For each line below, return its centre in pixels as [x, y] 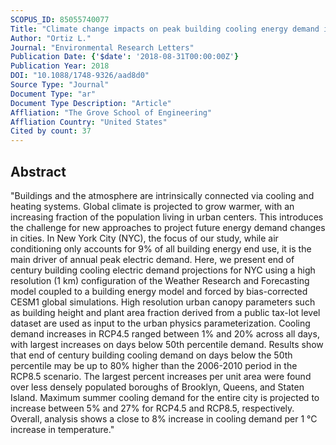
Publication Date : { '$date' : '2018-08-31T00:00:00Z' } [125, 57]
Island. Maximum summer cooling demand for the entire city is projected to [165, 397]
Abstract [38, 171]
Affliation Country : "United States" [89, 122]
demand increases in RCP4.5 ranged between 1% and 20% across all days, [165, 333]
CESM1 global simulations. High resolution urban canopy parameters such [163, 302]
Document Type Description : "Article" [91, 103]
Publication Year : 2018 [60, 66]
